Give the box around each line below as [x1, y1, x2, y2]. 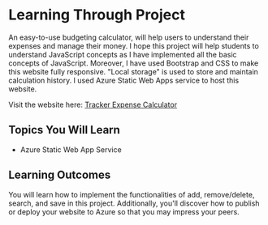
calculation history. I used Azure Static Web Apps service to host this [8, 75, 240, 85]
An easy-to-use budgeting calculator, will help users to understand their [8, 32, 249, 42]
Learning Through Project [8, 6, 185, 24]
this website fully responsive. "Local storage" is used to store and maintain [8, 66, 258, 76]
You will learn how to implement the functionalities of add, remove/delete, [8, 189, 255, 199]
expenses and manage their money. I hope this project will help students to [8, 40, 260, 50]
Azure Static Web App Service [19, 144, 122, 155]
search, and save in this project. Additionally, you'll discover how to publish [8, 198, 260, 208]
